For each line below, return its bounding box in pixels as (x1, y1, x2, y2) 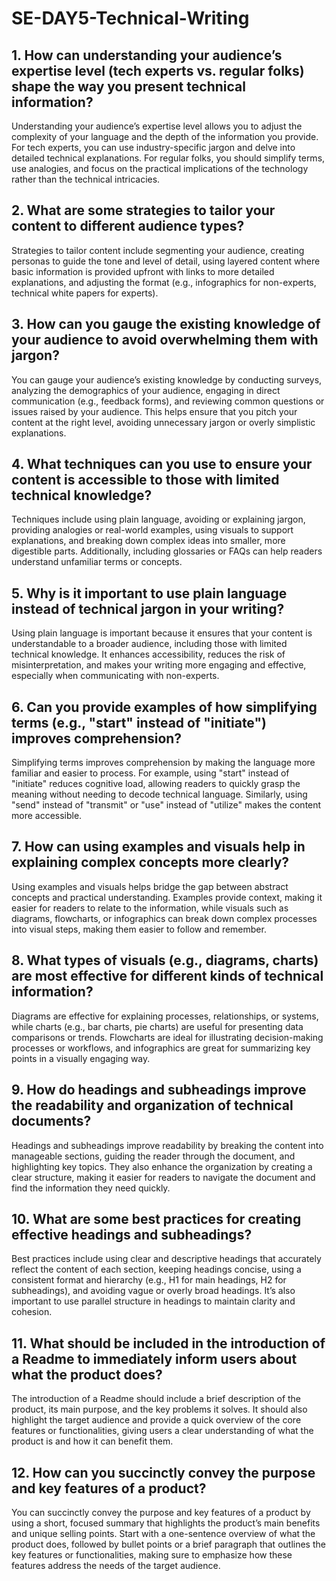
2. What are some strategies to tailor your (11, 202, 276, 219)
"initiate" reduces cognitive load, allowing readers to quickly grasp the (11, 778, 301, 790)
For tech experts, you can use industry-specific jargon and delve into (11, 142, 296, 153)
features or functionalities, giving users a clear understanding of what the (11, 1425, 314, 1437)
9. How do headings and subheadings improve (11, 1082, 307, 1099)
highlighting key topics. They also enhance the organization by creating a (11, 1160, 313, 1172)
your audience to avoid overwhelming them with (11, 332, 319, 349)
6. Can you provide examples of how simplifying (11, 698, 318, 716)
